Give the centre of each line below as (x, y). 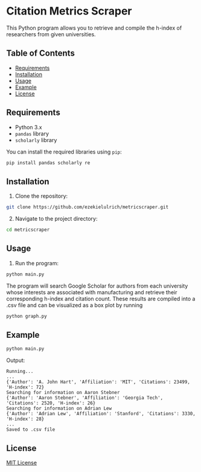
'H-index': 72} (25, 387)
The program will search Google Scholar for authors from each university (97, 286)
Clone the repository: (41, 196)
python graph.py (27, 316)
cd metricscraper (28, 230)
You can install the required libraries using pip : (64, 152)
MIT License (22, 463)
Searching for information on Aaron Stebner (63, 393)
